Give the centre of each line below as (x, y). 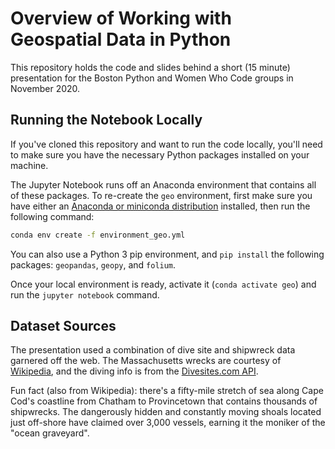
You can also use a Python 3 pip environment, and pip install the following (167, 254)
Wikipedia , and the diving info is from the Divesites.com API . (134, 371)
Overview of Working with (121, 18)
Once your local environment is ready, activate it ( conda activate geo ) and (163, 284)
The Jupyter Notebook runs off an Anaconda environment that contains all (163, 184)
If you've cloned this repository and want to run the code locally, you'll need (166, 144)
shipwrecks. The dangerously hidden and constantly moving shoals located (166, 412)
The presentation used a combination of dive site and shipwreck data (153, 350)
